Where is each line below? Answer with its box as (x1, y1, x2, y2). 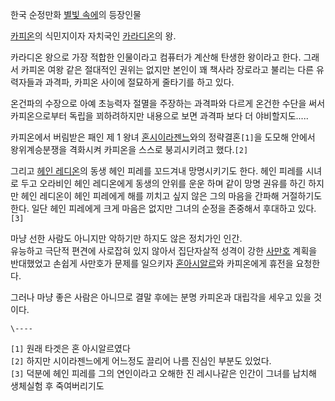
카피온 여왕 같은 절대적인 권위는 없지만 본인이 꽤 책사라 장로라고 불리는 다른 (20, 64, 315, 75)
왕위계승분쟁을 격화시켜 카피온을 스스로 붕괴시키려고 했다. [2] (10, 144, 249, 155)
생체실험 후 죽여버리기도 (10, 380, 105, 392)
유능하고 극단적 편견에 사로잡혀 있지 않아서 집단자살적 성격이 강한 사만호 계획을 (10, 245, 318, 257)
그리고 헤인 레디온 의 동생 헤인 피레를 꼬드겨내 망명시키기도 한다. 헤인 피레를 (10, 165, 304, 177)
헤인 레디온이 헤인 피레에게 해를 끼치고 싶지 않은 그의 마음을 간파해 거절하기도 (20, 190, 323, 202)
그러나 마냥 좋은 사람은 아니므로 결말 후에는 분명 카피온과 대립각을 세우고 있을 (10, 291, 312, 303)
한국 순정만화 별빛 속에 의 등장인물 (10, 9, 142, 20)
